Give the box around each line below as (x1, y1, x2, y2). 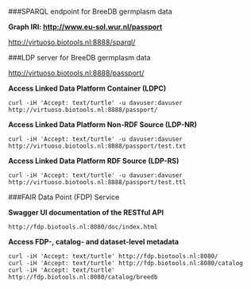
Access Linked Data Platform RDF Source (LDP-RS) (8, 156, 180, 165)
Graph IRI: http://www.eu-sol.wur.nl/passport (8, 22, 163, 31)
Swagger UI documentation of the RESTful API (8, 208, 164, 217)
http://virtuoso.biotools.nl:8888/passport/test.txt (8, 142, 187, 150)
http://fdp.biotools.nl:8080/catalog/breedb (8, 273, 158, 281)
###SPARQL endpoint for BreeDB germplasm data (8, 7, 172, 16)
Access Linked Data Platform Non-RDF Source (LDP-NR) (8, 120, 197, 129)
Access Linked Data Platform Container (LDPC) (8, 83, 167, 93)
